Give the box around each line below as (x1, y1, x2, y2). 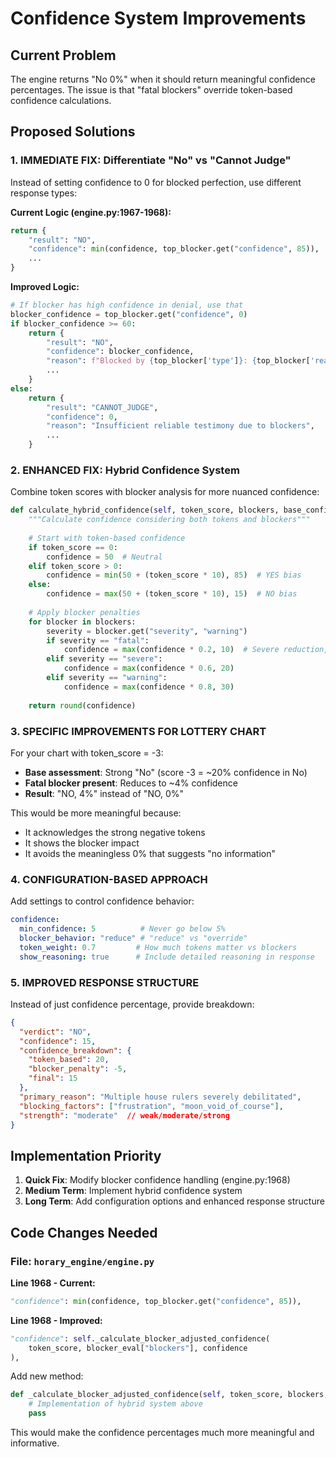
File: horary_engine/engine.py (10, 1254, 155, 1268)
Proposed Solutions (10, 123, 136, 141)
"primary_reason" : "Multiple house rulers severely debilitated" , (19, 1092, 302, 1102)
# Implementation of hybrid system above (28, 1399, 203, 1409)
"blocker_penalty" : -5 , (28, 1064, 128, 1074)
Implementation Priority (10, 1147, 162, 1164)
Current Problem (10, 47, 117, 64)
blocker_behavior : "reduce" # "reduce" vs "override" (19, 933, 248, 943)
